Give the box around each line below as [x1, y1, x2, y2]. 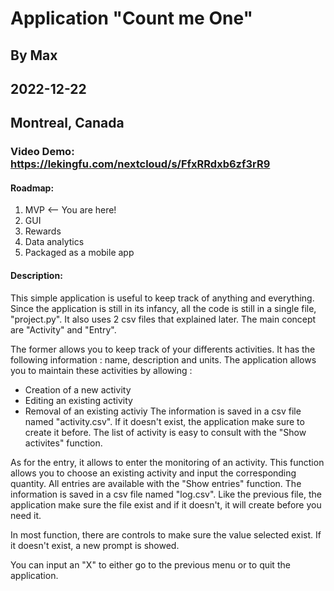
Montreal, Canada [10, 115, 125, 132]
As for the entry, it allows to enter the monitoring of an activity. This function [10, 456, 325, 468]
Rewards [24, 225, 62, 237]
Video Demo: [10, 145, 75, 159]
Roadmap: [10, 182, 55, 194]
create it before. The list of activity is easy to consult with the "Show [24, 426, 307, 438]
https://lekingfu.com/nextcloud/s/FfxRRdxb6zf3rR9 [10, 157, 271, 171]
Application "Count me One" [10, 7, 253, 30]
